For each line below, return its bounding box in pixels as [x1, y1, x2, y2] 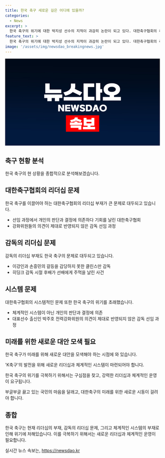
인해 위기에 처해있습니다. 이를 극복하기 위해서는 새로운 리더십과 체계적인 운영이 [5, 431, 156, 437]
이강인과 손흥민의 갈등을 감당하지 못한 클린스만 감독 [12, 263, 111, 269]
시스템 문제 [5, 285, 37, 293]
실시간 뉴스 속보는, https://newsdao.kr [5, 448, 80, 454]
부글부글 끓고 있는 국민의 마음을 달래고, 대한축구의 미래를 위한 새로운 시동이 [5, 389, 149, 395]
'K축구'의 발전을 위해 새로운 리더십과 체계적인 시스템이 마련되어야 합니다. [5, 362, 144, 368]
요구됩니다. [10, 378, 32, 384]
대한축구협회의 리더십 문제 [5, 186, 80, 195]
